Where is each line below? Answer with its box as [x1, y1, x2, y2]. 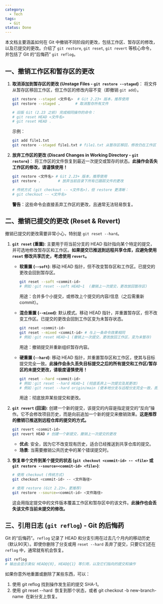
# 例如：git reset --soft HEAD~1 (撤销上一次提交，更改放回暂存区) [19, 284, 148, 289]
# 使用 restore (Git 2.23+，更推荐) [12, 486, 82, 491]
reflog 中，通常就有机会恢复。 [5, 547, 66, 553]
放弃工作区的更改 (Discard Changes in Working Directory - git [12, 152, 139, 158]
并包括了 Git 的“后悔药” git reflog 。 [5, 52, 79, 57]
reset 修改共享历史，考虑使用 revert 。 [12, 253, 90, 259]
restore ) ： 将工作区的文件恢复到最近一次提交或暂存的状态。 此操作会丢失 [12, 158, 158, 164]
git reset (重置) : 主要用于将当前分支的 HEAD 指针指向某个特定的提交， [12, 241, 155, 247]
